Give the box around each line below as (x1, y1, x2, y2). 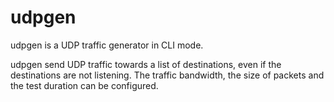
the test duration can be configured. (10, 79, 159, 91)
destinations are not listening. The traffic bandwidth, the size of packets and (10, 69, 325, 81)
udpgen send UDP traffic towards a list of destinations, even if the (10, 58, 282, 70)
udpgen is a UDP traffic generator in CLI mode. (10, 39, 204, 51)
